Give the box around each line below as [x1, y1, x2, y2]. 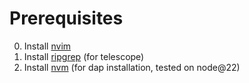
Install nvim [23, 40, 72, 52]
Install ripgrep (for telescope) [23, 50, 145, 62]
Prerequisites [9, 7, 124, 30]
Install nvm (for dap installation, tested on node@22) [23, 61, 241, 73]
